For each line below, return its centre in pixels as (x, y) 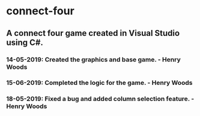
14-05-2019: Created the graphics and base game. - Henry (94, 59)
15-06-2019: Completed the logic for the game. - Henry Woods (100, 83)
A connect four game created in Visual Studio (93, 33)
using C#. (25, 42)
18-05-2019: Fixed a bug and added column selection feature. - (100, 99)
